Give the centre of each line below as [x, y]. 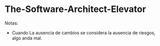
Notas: [11, 23]
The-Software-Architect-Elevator [76, 9]
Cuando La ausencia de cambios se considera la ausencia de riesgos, [83, 32]
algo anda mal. [27, 38]
